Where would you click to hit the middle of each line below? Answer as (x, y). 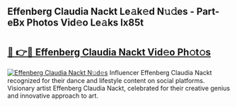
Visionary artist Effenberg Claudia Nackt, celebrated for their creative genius (119, 88)
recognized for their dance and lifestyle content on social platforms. (106, 80)
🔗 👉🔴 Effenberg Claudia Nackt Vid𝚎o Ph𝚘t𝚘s (109, 52)
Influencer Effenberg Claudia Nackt (161, 73)
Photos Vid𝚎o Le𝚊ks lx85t (85, 23)
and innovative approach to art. (53, 96)
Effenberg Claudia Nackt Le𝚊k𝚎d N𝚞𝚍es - (101, 12)
